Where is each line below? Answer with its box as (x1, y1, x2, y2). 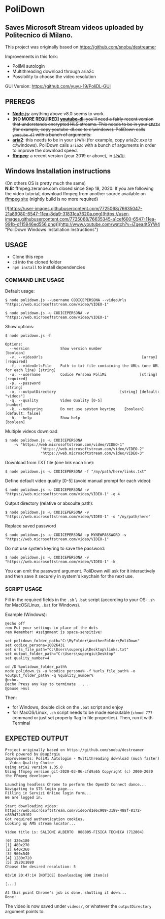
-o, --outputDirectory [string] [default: (9, 389, 160, 394)
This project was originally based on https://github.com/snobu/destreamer (5, 44, 156, 50)
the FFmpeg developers (5, 773, 52, 778)
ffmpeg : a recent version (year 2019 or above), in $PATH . (12, 152, 126, 159)
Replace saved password (5, 523, 56, 528)
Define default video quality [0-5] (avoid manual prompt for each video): (5, 478, 152, 483)
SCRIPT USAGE (5, 585, 42, 592)
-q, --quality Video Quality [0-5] (9, 398, 102, 403)
